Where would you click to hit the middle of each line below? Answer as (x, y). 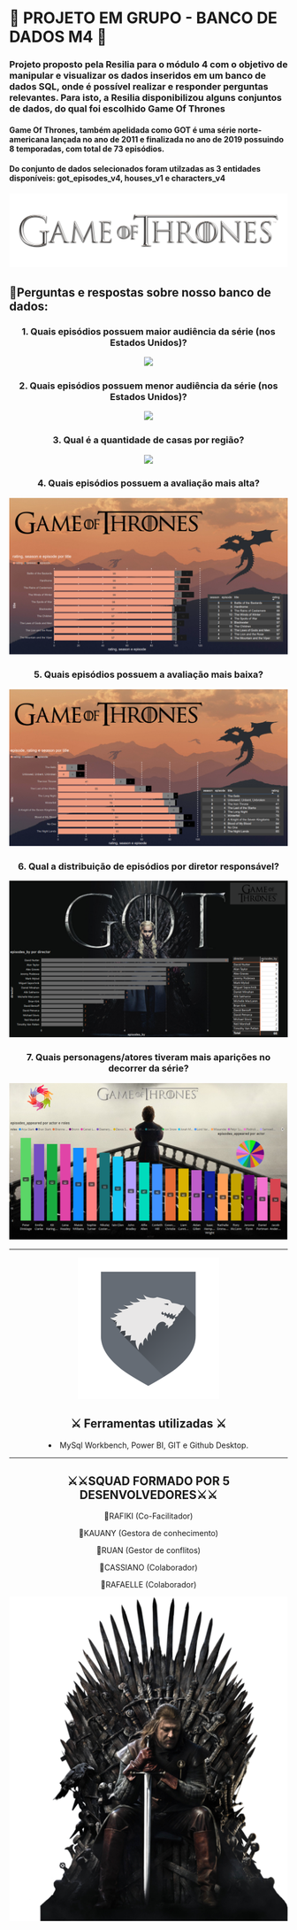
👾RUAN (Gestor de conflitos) (148, 1550)
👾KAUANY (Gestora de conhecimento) (148, 1534)
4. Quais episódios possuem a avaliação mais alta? (148, 483)
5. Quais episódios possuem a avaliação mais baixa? (148, 674)
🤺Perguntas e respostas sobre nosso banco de (140, 292)
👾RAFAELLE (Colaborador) (148, 1585)
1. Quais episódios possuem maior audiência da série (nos (148, 331)
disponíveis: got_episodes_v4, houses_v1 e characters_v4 (117, 178)
